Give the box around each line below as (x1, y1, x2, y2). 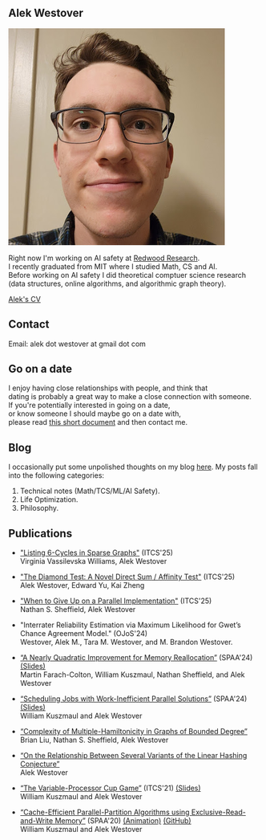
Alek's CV (8, 294, 42, 304)
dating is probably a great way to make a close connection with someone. (8, 392, 252, 402)
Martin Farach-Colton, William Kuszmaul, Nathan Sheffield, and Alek (19, 670, 246, 679)
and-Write (19, 816, 54, 826)
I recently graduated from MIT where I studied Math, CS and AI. (8, 261, 218, 271)
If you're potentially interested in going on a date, (8, 401, 171, 410)
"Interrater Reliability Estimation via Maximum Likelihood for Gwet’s (19, 620, 242, 630)
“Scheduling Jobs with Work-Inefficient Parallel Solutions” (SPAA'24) (19, 694, 248, 703)
